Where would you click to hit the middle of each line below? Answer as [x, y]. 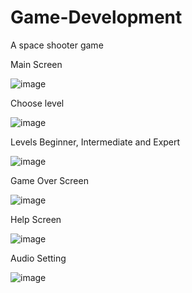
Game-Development [96, 17]
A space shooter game [57, 45]
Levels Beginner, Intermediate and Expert [95, 142]
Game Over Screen [49, 180]
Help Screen [36, 219]
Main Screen [36, 64]
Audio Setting [38, 258]
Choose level [37, 103]
